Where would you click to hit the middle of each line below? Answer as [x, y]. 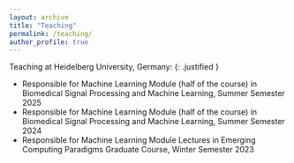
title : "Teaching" [43, 26]
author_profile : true [49, 42]
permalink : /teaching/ [51, 33]
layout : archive [39, 17]
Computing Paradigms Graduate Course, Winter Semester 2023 [138, 150]
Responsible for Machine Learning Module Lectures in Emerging [139, 140]
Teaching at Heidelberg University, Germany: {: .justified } [114, 67]
